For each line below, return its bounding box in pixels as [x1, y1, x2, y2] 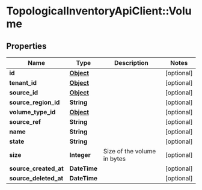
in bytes [103, 155, 126, 163]
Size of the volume [103, 147, 156, 155]
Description [114, 59, 148, 67]
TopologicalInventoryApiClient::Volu [6, 4, 192, 18]
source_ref [9, 118, 41, 126]
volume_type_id [9, 108, 56, 116]
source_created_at [9, 164, 64, 173]
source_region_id [9, 98, 60, 106]
